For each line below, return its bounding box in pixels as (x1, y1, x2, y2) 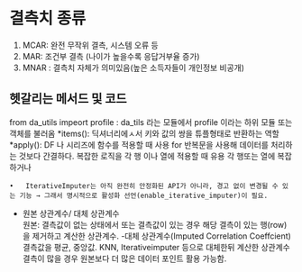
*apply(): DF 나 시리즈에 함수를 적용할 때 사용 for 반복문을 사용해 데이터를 (9, 139, 269, 150)
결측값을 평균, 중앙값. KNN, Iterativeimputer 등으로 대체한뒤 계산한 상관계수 (22, 241, 290, 252)
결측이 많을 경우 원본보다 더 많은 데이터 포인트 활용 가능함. (22, 253, 227, 264)
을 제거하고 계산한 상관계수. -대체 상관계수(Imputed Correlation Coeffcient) (22, 231, 291, 241)
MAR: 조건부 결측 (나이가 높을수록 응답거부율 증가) (22, 50, 200, 61)
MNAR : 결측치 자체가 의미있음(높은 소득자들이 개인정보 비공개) (22, 62, 245, 73)
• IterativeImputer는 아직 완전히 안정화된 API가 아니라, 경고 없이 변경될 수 (9, 181, 279, 190)
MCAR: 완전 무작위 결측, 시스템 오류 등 (22, 40, 160, 50)
